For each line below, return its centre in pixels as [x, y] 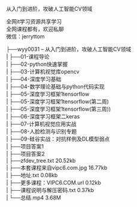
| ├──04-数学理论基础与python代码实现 [55, 86]
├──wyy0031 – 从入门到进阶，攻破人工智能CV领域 [69, 49]
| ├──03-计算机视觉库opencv [43, 71]
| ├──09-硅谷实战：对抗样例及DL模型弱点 [58, 139]
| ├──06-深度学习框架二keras [43, 116]
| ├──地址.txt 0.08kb [32, 175]
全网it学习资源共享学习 [34, 22]
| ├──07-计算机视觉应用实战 [41, 124]
